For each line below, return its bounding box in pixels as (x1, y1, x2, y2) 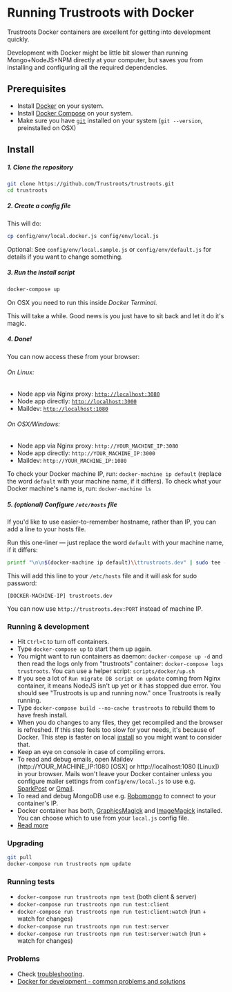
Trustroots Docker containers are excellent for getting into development (7, 28, 211, 36)
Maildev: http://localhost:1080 (17, 404, 108, 412)
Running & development (7, 621, 90, 631)
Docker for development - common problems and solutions (17, 977, 186, 985)
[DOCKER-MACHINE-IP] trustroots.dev (7, 592, 113, 599)
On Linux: (7, 368, 35, 376)
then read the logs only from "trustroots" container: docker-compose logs (17, 659, 224, 668)
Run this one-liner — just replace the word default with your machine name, (7, 538, 224, 546)
